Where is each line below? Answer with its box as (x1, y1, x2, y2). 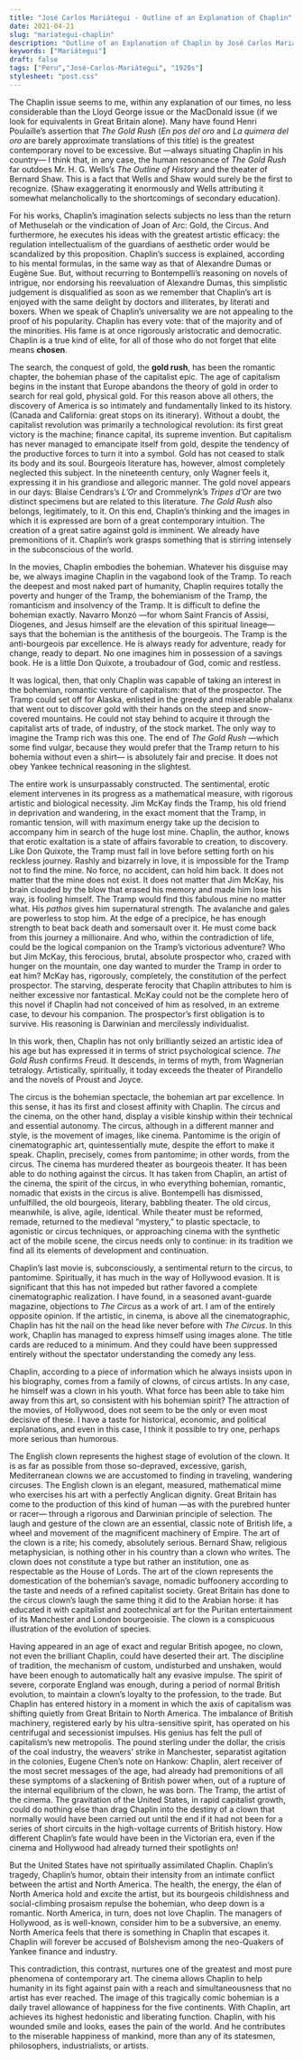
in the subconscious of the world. (9, 543, 133, 555)
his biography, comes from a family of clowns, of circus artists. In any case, (9, 1375, 290, 1386)
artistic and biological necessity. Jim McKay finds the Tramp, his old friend (9, 798, 287, 808)
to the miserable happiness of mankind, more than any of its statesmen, (9, 2030, 276, 2041)
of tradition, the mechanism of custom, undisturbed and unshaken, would (9, 1659, 282, 1670)
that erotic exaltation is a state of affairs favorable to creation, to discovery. (9, 836, 289, 846)
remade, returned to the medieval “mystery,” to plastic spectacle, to (9, 1215, 261, 1227)
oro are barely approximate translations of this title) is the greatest (9, 134, 255, 145)
